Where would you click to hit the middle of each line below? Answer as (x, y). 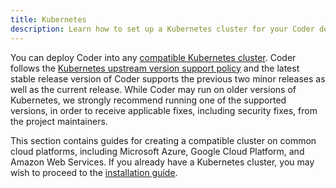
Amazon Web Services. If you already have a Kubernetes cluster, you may (162, 162)
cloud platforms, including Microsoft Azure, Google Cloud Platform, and (157, 151)
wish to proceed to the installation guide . (94, 172)
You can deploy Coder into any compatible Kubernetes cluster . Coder (153, 57)
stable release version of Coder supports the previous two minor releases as (168, 78)
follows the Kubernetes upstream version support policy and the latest (155, 68)
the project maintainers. (59, 121)
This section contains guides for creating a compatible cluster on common (163, 140)
